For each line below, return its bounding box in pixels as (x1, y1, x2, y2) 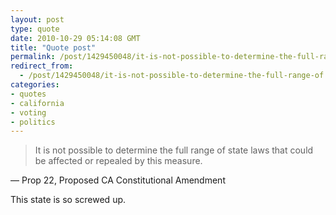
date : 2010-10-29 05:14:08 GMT (10, 33, 141, 43)
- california (10, 98, 65, 108)
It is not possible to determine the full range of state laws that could (34, 144, 314, 156)
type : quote (10, 24, 60, 34)
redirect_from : (10, 61, 74, 71)
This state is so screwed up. (10, 194, 127, 206)
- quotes (10, 89, 47, 99)
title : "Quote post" (10, 42, 97, 53)
